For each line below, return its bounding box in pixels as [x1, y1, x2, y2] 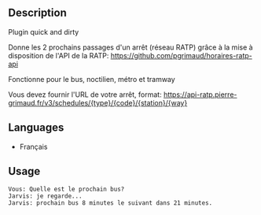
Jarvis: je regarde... [8, 192, 83, 200]
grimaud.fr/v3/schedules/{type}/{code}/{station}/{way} [8, 98, 188, 107]
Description [8, 6, 67, 20]
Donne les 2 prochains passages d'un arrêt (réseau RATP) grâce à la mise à [8, 43, 253, 52]
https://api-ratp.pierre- [164, 90, 237, 99]
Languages [8, 121, 64, 135]
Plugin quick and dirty [8, 27, 79, 36]
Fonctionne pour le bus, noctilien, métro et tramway [8, 74, 175, 83]
